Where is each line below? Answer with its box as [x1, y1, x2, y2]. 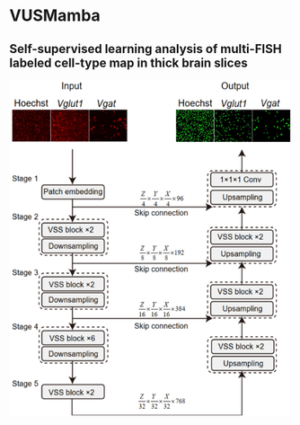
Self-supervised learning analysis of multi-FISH [9, 41, 282, 57]
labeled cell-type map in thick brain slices [9, 55, 249, 70]
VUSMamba [9, 5, 101, 26]
